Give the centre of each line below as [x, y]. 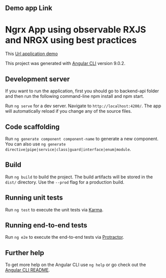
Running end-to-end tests [46, 225]
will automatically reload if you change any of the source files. [69, 111]
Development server [38, 79]
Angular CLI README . [28, 270]
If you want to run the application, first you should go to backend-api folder [82, 91]
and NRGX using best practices [71, 40]
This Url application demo [32, 54]
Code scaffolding [32, 127]
